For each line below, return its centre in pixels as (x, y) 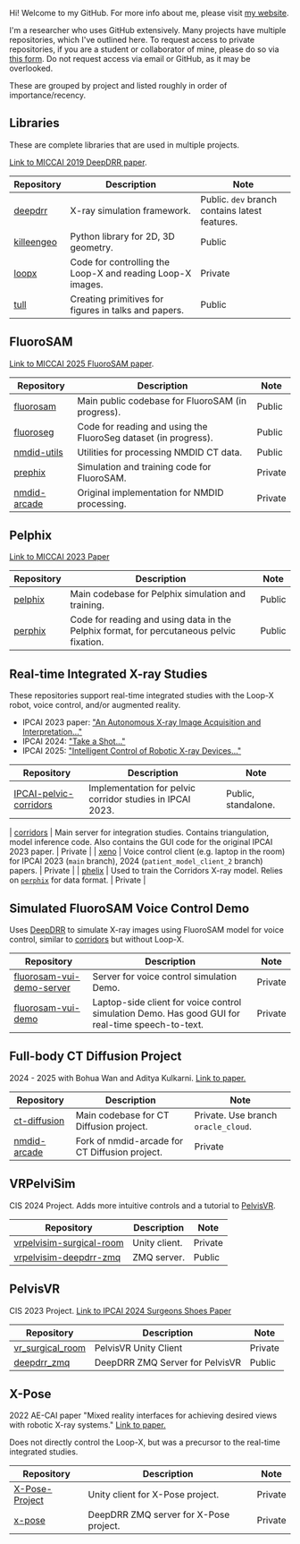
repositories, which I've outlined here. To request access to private (132, 40)
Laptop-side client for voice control (167, 1002)
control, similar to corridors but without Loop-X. (97, 940)
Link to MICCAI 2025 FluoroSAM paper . (82, 363)
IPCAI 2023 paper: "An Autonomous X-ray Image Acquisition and (142, 722)
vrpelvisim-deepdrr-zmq (67, 1257)
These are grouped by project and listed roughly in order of (118, 85)
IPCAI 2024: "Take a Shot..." (74, 741)
